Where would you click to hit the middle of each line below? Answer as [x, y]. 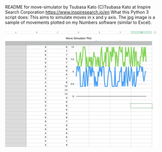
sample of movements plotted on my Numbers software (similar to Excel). [78, 22]
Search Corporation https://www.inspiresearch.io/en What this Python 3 [77, 12]
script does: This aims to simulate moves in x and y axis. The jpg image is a [80, 17]
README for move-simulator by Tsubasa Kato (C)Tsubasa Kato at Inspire [78, 7]
